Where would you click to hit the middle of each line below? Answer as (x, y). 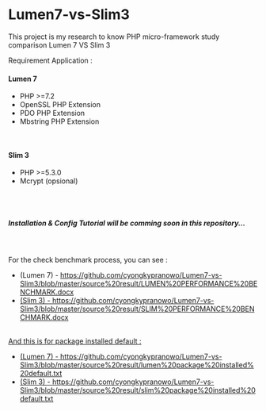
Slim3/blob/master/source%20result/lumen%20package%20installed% (137, 365)
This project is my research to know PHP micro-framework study (114, 36)
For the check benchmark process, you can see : (88, 260)
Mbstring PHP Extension (59, 121)
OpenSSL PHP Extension (60, 105)
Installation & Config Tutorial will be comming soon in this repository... (127, 223)
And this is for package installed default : (75, 341)
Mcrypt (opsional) (49, 181)
